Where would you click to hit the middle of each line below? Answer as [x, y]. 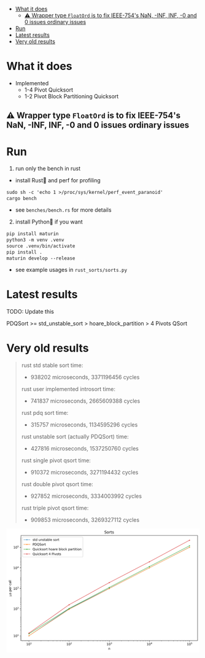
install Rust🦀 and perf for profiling [58, 180]
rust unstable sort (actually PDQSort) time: [75, 437]
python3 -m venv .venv [35, 240]
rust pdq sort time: [45, 413]
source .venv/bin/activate [41, 246]
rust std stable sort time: [52, 365]
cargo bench [21, 199]
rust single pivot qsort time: [56, 460]
